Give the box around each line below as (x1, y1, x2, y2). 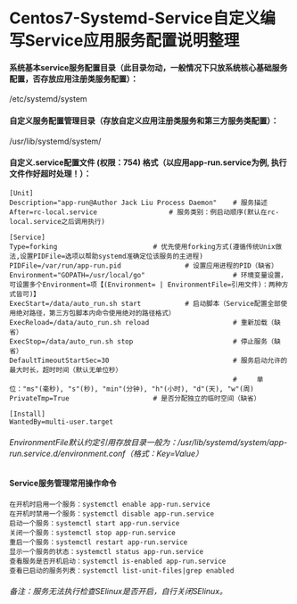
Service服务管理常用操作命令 (9, 478, 118, 488)
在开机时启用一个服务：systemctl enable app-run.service (9, 500, 210, 509)
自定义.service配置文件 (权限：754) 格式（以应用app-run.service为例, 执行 (9, 157, 287, 168)
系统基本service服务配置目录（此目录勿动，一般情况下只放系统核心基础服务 (9, 62, 288, 72)
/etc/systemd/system (9, 94, 87, 104)
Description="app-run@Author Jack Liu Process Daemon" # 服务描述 (9, 198, 268, 207)
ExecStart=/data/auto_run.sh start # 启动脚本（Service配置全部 (9, 299, 281, 308)
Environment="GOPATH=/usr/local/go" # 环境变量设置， (9, 270, 288, 279)
